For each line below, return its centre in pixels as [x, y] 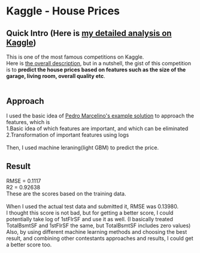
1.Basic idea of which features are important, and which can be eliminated [97, 128]
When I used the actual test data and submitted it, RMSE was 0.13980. [93, 206]
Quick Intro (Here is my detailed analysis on [89, 33]
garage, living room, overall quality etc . [56, 76]
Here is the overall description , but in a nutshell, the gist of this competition [99, 63]
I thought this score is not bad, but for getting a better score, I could [90, 213]
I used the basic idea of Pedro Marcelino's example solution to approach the [100, 116]
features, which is [28, 122]
